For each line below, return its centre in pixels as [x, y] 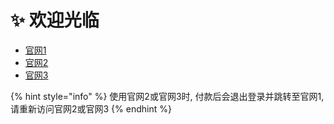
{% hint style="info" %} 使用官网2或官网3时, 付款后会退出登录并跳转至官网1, [167, 96]
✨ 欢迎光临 [55, 20]
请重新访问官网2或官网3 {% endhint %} [91, 108]
